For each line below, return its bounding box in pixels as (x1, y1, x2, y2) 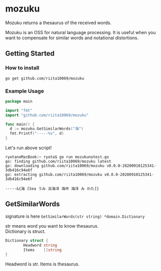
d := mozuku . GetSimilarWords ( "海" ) (10, 126, 84, 131)
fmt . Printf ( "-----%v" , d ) (10, 131, 64, 136)
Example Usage (5, 87, 44, 95)
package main (5, 99, 33, 104)
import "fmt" (5, 108, 33, 113)
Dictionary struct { (5, 238, 49, 243)
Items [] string (23, 247, 62, 252)
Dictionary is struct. (5, 228, 46, 234)
